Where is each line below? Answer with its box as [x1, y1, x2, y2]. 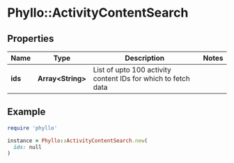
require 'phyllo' [7, 124, 58, 132]
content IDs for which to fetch [93, 74, 190, 83]
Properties [7, 33, 54, 45]
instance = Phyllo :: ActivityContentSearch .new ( [7, 137, 148, 144]
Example [7, 106, 46, 118]
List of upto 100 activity [93, 65, 172, 75]
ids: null [13, 143, 42, 150]
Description [125, 54, 165, 63]
